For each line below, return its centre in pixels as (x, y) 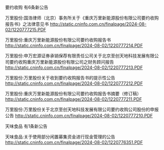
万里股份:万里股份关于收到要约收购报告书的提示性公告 (60, 78)
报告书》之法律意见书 (27, 24)
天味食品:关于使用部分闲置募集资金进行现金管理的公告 (60, 137)
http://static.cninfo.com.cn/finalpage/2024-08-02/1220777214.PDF (74, 45)
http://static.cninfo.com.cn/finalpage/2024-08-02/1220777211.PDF (74, 99)
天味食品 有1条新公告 (26, 126)
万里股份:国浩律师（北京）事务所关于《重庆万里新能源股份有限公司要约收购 (82, 18)
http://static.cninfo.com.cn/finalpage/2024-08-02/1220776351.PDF (74, 142)
